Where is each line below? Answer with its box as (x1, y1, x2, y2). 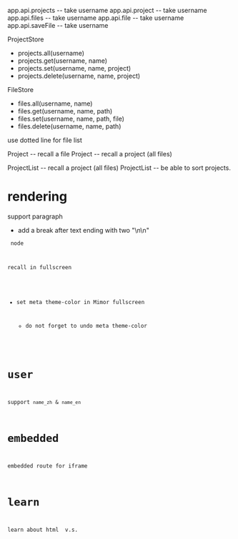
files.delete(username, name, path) (17, 122, 122, 131)
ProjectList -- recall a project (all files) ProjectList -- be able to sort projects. (7, 163, 231, 172)
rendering (7, 188, 68, 205)
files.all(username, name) (17, 99, 93, 108)
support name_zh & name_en (7, 399, 81, 406)
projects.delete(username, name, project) (17, 71, 141, 80)
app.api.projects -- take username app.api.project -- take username (7, 6, 207, 14)
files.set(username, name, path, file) (17, 114, 125, 123)
